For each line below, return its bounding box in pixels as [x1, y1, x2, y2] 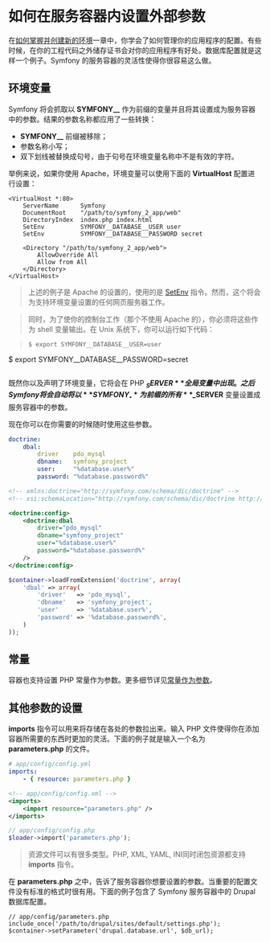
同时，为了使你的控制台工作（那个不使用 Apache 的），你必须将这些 [27, 314, 252, 324]
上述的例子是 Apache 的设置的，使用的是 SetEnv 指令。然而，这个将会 [27, 287, 261, 297]
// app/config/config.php [8, 826, 95, 834]
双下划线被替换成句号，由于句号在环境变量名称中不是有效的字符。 [19, 151, 239, 161]
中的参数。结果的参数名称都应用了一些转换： [8, 114, 157, 124]
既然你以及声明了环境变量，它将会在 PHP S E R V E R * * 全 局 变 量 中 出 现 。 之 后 [8, 378, 256, 390]
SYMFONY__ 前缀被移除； [19, 131, 108, 141]
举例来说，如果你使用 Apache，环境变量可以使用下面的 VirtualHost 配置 [8, 168, 248, 178]
